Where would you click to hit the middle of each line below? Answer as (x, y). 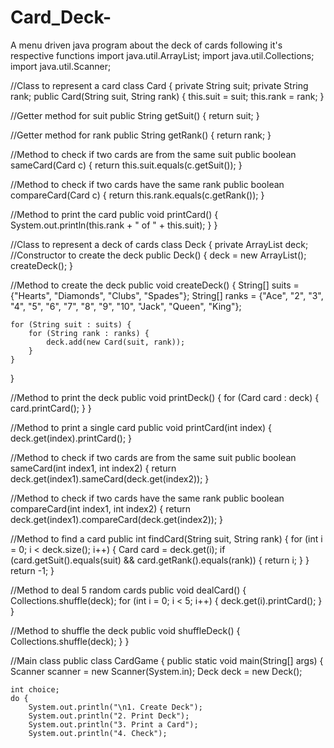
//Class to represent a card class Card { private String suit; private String (159, 85)
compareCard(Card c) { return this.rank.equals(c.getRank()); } (137, 195)
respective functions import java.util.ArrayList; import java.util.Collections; (162, 55)
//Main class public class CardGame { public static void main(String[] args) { (167, 660)
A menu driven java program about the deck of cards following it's (146, 45)
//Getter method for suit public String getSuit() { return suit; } (135, 115)
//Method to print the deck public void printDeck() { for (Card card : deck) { (165, 397)
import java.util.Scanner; (61, 66)
